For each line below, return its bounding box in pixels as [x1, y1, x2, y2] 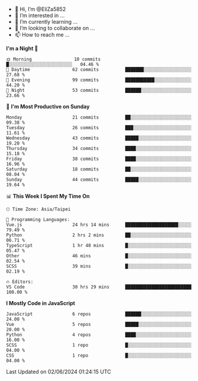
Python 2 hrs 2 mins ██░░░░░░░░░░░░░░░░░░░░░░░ [6, 232, 192, 238]
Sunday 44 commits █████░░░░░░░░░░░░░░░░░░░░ [6, 177, 192, 183]
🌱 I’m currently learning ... [14, 18, 78, 25]
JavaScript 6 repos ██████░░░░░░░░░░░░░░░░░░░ [6, 311, 192, 317]
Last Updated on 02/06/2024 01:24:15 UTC [6, 368, 111, 375]
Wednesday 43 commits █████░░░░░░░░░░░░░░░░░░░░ [6, 135, 192, 141]
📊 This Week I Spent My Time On [6, 193, 90, 200]
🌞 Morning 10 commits [6, 56, 101, 62]
